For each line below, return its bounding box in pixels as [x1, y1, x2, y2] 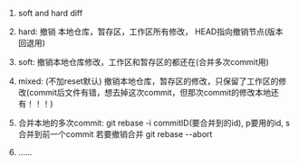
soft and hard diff [17, 8, 83, 18]
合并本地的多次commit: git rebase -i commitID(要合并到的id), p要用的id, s [17, 117, 290, 128]
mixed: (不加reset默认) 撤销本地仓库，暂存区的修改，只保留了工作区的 [17, 76, 279, 87]
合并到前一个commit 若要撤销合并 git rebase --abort [17, 129, 213, 139]
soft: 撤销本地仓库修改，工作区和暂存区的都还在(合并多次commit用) [17, 57, 269, 67]
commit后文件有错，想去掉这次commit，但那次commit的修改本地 [28, 87, 272, 97]
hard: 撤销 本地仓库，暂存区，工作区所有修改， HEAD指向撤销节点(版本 [17, 26, 284, 37]
